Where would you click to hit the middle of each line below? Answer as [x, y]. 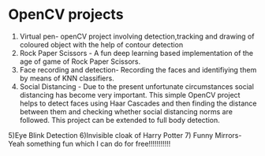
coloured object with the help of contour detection [101, 44]
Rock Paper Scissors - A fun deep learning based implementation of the [136, 53]
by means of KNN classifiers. [67, 78]
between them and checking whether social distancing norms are [126, 111]
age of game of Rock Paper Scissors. [80, 61]
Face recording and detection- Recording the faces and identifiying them [138, 69]
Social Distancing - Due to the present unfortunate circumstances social [137, 86]
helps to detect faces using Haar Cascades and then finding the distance [138, 103]
